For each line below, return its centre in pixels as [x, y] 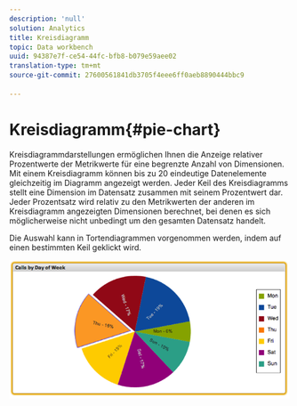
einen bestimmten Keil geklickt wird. [76, 247]
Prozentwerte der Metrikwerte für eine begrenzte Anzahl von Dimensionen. [147, 164]
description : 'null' [48, 19]
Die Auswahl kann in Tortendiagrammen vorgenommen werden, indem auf [145, 238]
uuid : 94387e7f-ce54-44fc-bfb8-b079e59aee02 [93, 57]
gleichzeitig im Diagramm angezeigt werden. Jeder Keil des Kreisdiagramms [149, 183]
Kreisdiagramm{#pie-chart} [115, 130]
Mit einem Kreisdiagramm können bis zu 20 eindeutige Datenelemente [138, 173]
